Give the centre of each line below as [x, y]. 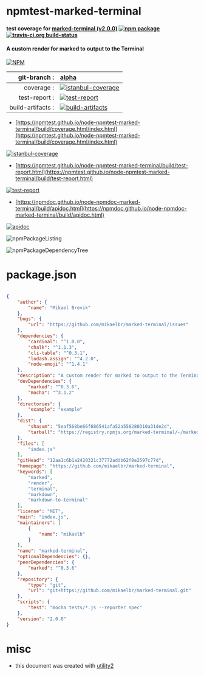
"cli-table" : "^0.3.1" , [58, 353]
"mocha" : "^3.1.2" [51, 393]
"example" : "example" [56, 410]
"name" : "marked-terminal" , [53, 551]
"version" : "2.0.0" [42, 619]
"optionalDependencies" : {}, [54, 557]
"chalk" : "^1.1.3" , [53, 347]
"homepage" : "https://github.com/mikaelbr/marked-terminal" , [96, 466]
